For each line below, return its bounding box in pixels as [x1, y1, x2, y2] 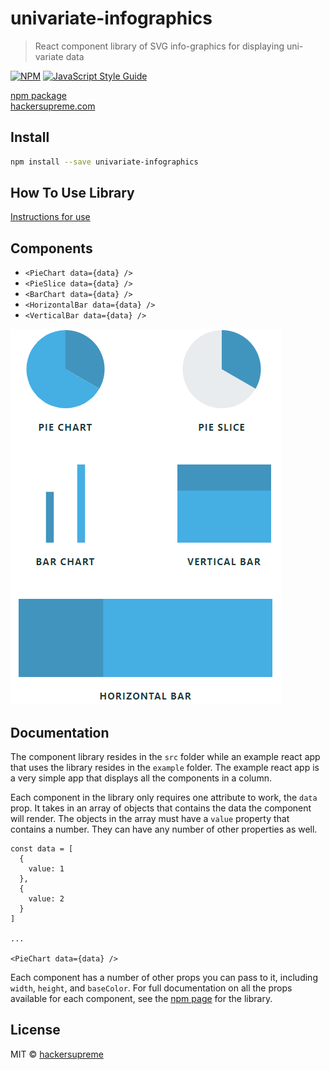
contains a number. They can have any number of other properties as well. [10, 823, 318, 836]
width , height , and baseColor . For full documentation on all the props [10, 982, 293, 994]
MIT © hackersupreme [10, 1048, 104, 1060]
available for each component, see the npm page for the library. [10, 993, 273, 1005]
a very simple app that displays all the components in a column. [10, 772, 272, 784]
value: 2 [28, 894, 65, 904]
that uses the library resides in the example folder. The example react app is [10, 762, 320, 774]
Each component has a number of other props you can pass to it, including [10, 972, 318, 984]
